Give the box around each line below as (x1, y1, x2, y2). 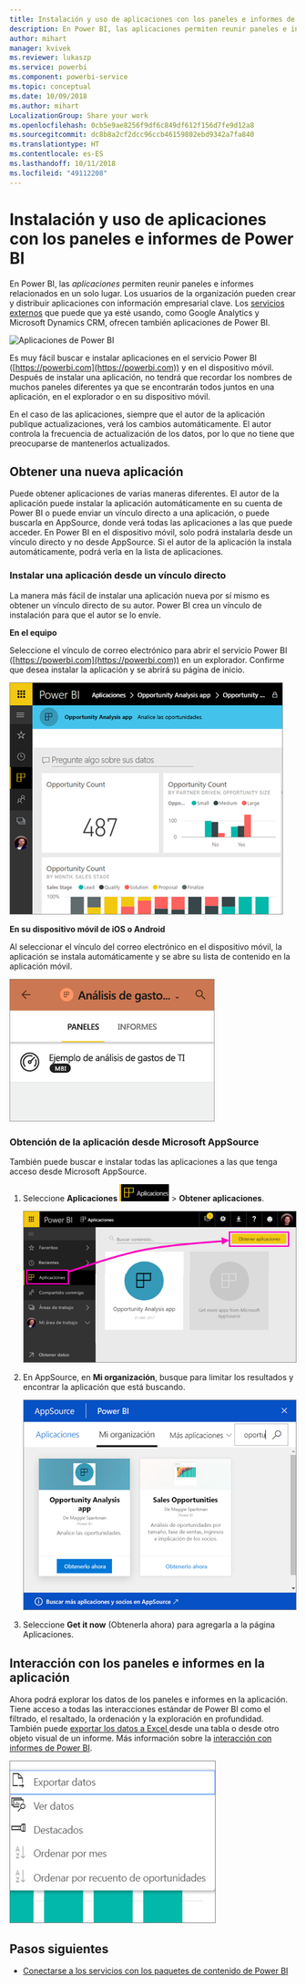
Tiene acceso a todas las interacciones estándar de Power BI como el (9, 1704, 271, 1715)
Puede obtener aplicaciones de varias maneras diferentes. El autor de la (9, 488, 280, 499)
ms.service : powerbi (9, 63, 88, 72)
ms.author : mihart (9, 101, 79, 110)
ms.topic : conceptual (9, 82, 92, 91)
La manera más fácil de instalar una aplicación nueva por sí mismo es (9, 589, 270, 601)
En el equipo (9, 627, 57, 638)
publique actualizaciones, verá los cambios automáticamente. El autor (9, 418, 271, 429)
